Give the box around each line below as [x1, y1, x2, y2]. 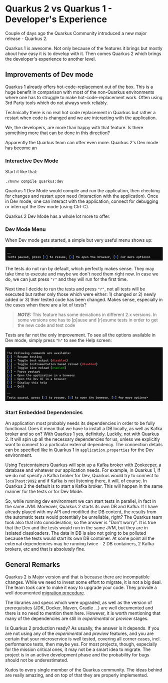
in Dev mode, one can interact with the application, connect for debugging [5, 198, 158, 204]
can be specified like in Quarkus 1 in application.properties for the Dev [5, 447, 154, 453]
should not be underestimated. [5, 657, 68, 663]
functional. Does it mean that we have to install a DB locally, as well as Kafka [5, 425, 162, 431]
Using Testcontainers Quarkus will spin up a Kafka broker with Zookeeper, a [5, 462, 161, 468]
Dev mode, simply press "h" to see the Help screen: [5, 337, 112, 343]
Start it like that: [5, 169, 37, 175]
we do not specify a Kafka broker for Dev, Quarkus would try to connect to [5, 472, 159, 478]
